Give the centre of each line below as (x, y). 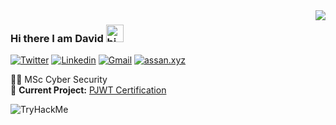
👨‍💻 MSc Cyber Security (59, 80)
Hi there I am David (57, 38)
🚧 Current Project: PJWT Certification (88, 90)
